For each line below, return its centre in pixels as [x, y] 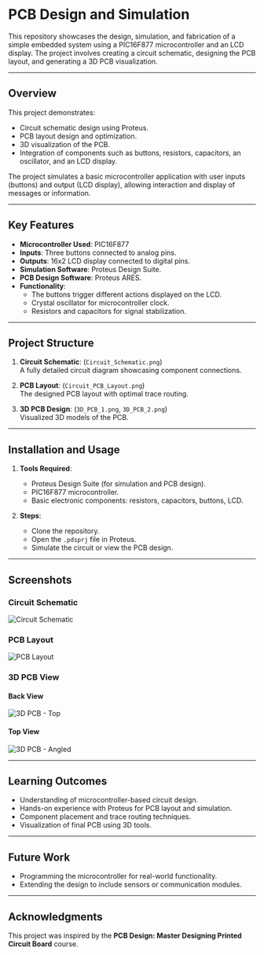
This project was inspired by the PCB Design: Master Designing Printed [125, 935]
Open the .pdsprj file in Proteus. [84, 540]
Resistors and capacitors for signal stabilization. [109, 311]
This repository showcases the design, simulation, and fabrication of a [122, 36]
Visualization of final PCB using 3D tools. [85, 825]
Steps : [30, 516]
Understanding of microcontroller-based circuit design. [109, 800]
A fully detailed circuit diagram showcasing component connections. [130, 371]
